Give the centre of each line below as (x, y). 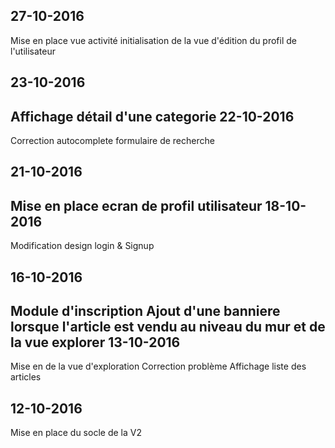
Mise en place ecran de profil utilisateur (136, 205)
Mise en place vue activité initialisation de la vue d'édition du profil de (153, 40)
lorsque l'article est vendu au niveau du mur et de (168, 327)
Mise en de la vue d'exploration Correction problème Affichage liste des (158, 366)
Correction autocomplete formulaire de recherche (112, 141)
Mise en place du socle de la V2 (76, 433)
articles (26, 377)
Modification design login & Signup (82, 246)
